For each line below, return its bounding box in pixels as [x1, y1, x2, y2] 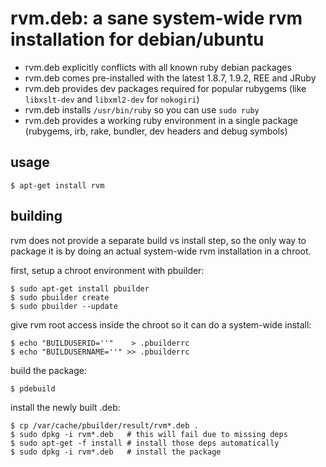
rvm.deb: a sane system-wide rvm [10, 7, 303, 30]
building [10, 208, 63, 225]
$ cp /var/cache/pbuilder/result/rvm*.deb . [10, 420, 199, 431]
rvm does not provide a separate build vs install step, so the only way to [10, 234, 307, 246]
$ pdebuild [10, 383, 56, 394]
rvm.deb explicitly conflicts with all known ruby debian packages [24, 61, 292, 73]
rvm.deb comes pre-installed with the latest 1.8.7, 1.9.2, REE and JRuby [24, 72, 317, 84]
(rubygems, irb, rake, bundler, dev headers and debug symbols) [24, 125, 288, 137]
